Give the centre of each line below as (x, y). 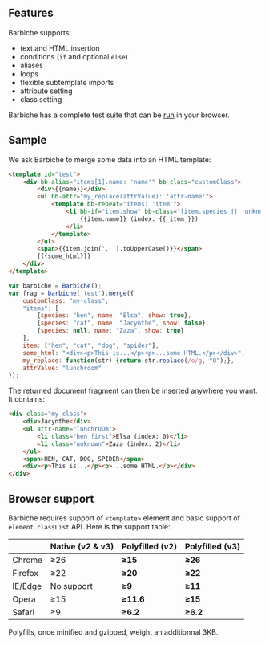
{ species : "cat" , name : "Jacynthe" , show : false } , (123, 323)
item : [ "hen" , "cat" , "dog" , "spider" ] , (91, 345)
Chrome (27, 560)
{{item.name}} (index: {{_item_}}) (139, 219)
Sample (28, 140)
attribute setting (46, 91)
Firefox (25, 573)
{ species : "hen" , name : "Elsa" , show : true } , (114, 316)
